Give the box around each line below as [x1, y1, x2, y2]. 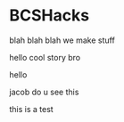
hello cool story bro [9, 52, 81, 62]
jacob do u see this [9, 86, 79, 97]
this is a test [9, 103, 54, 114]
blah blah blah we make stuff [9, 35, 116, 45]
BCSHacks [9, 5, 90, 26]
